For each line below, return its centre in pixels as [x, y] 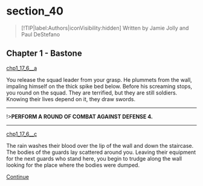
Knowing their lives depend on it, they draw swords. [71, 99]
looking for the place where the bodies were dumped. [73, 165]
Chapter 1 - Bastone [44, 54]
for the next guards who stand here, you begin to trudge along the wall [94, 158]
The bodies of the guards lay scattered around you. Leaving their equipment [101, 152]
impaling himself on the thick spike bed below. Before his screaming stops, [99, 86]
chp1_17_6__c [22, 134]
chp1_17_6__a [22, 68]
